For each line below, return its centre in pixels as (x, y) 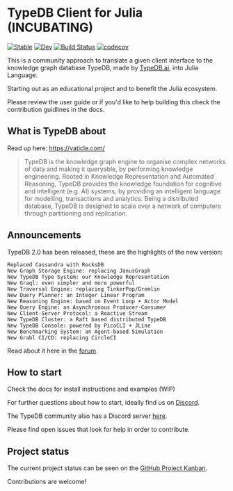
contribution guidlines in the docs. (56, 109)
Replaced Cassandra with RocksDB (56, 265)
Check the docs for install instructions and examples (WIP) (91, 389)
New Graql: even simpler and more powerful (71, 283)
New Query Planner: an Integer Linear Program (76, 295)
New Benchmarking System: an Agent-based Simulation (85, 332)
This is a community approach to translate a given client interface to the (110, 60)
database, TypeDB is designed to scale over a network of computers (122, 206)
